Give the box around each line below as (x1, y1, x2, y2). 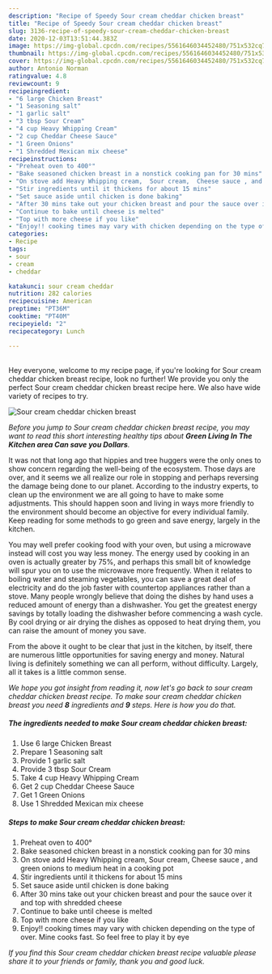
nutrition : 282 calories (8, 290, 92, 298)
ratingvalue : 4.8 (8, 72, 67, 80)
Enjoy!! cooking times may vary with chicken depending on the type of (19, 924, 255, 934)
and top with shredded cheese (19, 898, 123, 908)
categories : (8, 230, 49, 239)
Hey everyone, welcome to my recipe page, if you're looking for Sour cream (8, 365, 261, 375)
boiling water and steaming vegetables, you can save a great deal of (8, 574, 236, 583)
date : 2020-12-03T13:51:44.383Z (8, 34, 117, 43)
